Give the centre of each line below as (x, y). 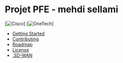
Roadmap (22, 44)
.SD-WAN (22, 55)
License (20, 50)
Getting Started (28, 33)
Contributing (25, 39)
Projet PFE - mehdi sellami (61, 9)
